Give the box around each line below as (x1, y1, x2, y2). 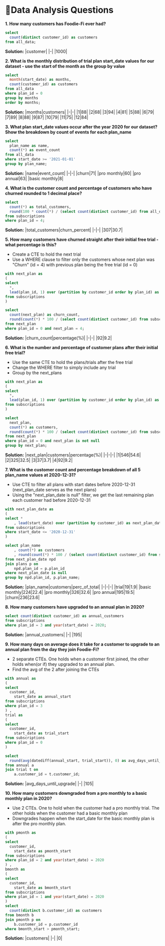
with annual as (5, 676, 36, 681)
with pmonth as (5, 830, 36, 835)
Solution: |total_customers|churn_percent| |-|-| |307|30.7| (5, 227, 123, 233)
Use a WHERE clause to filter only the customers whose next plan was (12, 257, 155, 262)
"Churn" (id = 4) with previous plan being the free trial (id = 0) (12, 262, 138, 268)
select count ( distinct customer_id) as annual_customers (5, 614, 124, 619)
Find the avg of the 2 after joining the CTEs (12, 666, 99, 672)
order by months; (5, 100, 41, 105)
